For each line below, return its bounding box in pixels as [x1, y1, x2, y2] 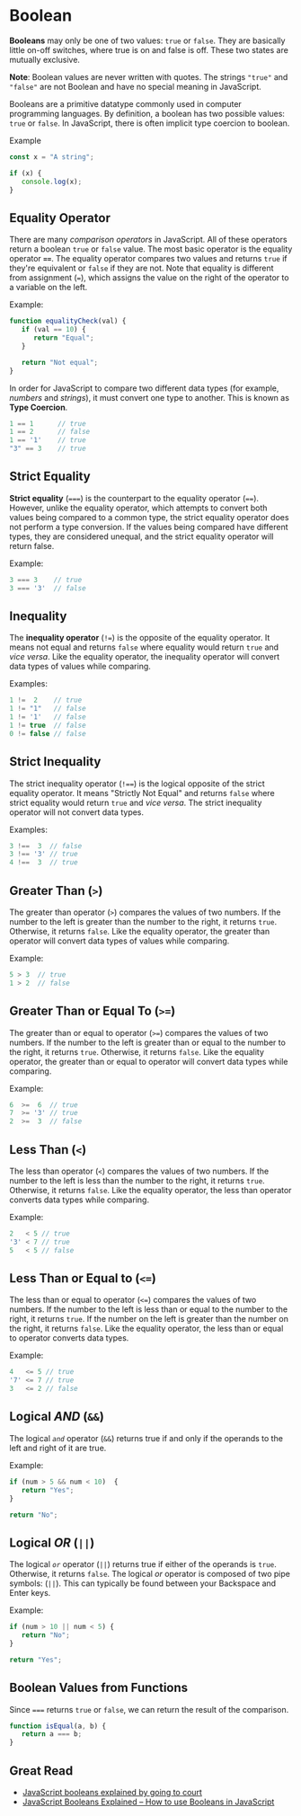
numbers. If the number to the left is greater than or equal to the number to [9, 1037, 286, 1048]
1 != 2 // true [9, 695, 83, 705]
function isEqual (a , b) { [9, 1722, 106, 1731]
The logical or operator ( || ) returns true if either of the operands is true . [9, 1559, 277, 1570]
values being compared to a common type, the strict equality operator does [9, 511, 289, 522]
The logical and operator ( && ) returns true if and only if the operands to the [9, 1432, 283, 1443]
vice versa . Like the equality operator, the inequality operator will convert [9, 651, 280, 662]
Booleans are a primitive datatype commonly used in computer [9, 98, 243, 109]
